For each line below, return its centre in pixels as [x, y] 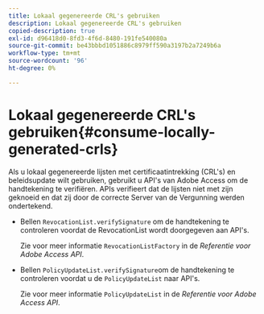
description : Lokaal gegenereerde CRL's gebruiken [95, 23]
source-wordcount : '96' [48, 61]
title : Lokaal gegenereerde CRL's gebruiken [84, 16]
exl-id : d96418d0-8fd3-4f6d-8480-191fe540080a [88, 38]
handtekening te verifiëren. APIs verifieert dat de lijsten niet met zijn [121, 188]
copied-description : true [52, 31]
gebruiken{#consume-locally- [112, 132]
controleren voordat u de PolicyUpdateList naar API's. [110, 278]
